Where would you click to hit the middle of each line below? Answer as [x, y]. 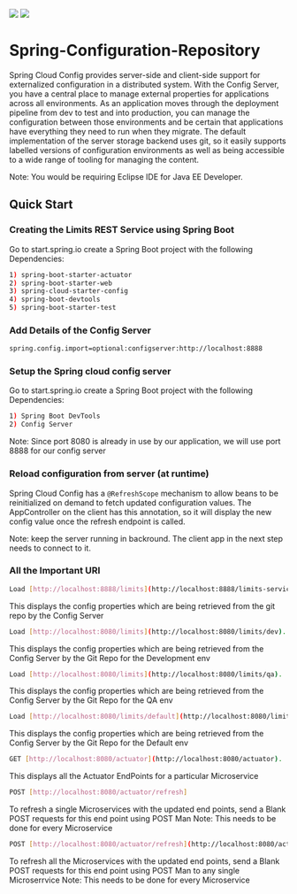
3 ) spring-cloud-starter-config [69, 291]
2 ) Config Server [41, 425]
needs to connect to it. [50, 548]
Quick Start [41, 205]
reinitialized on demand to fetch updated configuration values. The [130, 502]
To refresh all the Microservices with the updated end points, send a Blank [145, 861]
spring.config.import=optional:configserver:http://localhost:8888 [136, 349]
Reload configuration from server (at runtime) [109, 474]
